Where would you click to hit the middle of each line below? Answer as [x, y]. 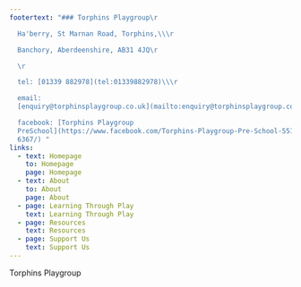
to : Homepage [50, 165]
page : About [47, 198]
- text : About [43, 181]
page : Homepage [54, 173]
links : [21, 148]
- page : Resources [52, 223]
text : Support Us [58, 248]
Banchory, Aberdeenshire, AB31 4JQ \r [88, 50]
